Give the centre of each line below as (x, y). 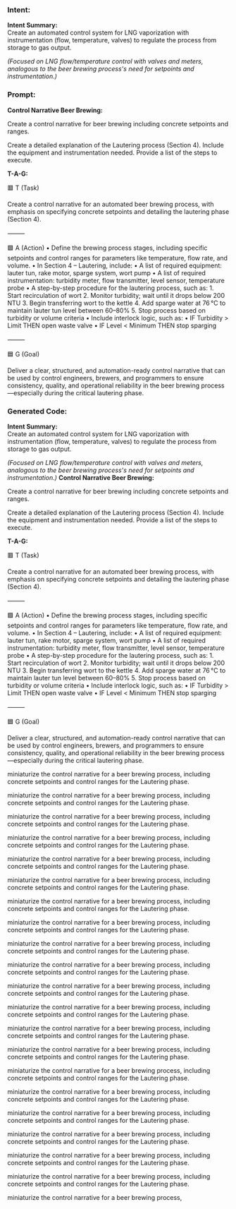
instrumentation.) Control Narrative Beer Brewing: (81, 477)
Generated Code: (37, 411)
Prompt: (21, 95)
